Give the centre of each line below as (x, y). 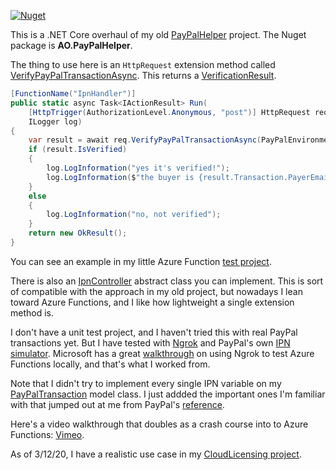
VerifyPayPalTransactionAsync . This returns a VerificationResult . (143, 75)
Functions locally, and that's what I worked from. (110, 364)
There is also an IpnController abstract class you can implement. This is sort (167, 281)
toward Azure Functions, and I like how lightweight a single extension (152, 302)
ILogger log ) (55, 121)
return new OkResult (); (78, 233)
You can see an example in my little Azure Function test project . (141, 261)
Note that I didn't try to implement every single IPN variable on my (146, 383)
